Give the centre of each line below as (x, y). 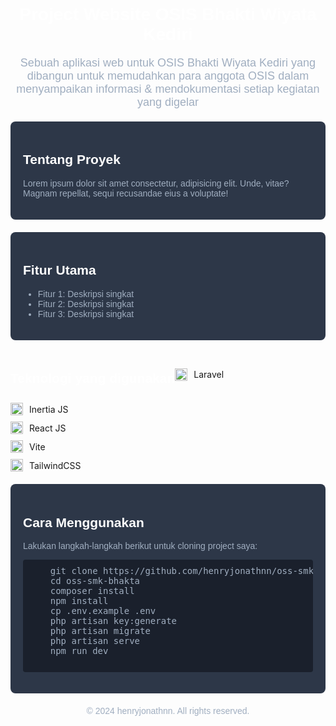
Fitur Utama (60, 270)
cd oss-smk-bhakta (95, 581)
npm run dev (79, 651)
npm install (79, 601)
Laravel (209, 375)
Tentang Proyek (72, 160)
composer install (92, 591)
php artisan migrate (100, 631)
